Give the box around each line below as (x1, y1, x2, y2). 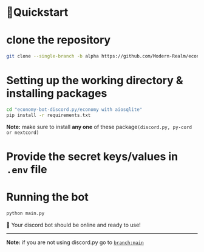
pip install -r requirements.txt (6, 112, 91, 118)
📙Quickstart (6, 5, 69, 19)
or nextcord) (6, 130, 39, 136)
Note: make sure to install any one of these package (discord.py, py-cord (6, 123, 192, 130)
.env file (6, 162, 47, 176)
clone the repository (6, 33, 111, 47)
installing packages (6, 87, 107, 101)
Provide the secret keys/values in (6, 150, 178, 163)
